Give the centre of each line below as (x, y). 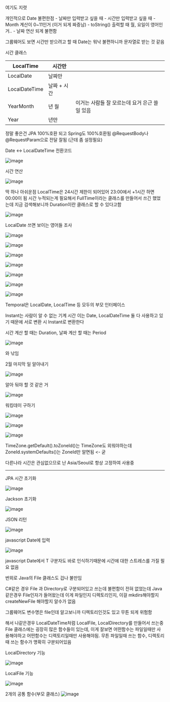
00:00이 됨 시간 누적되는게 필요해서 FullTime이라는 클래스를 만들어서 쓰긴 (78, 198)
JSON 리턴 (16, 520)
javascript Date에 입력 (28, 540)
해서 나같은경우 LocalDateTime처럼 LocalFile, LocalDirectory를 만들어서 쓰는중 (84, 623)
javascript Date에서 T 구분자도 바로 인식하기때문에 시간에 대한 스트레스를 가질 (82, 561)
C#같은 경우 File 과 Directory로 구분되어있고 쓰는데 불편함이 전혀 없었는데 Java (84, 589)
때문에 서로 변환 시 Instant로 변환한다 (47, 322)
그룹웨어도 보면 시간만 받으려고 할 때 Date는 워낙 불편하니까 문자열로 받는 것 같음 (85, 42)
